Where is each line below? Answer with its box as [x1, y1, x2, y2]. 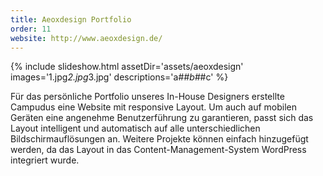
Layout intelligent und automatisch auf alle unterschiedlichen [10, 122, 261, 135]
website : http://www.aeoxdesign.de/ [10, 33, 163, 43]
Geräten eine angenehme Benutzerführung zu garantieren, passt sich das [10, 112, 314, 124]
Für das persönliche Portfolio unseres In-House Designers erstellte [10, 91, 285, 103]
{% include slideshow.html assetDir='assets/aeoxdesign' [10, 61, 244, 73]
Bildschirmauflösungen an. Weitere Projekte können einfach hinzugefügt [10, 133, 309, 145]
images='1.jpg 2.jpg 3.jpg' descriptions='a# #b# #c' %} [10, 71, 229, 83]
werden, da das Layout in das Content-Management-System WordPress [10, 144, 307, 156]
